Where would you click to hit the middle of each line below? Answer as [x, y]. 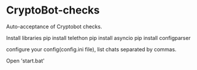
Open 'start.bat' [26, 61]
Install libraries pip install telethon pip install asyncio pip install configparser [99, 38]
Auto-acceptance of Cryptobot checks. [54, 26]
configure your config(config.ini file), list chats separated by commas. [91, 49]
